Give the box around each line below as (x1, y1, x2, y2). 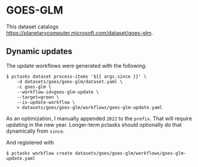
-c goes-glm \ (17, 84, 51, 90)
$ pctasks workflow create (6, 150, 73, 156)
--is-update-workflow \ (17, 99, 76, 105)
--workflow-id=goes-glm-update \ (17, 89, 99, 95)
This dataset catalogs (6, 23, 59, 30)
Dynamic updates (6, 47, 73, 57)
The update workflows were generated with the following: (6, 62, 147, 69)
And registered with (6, 139, 54, 146)
